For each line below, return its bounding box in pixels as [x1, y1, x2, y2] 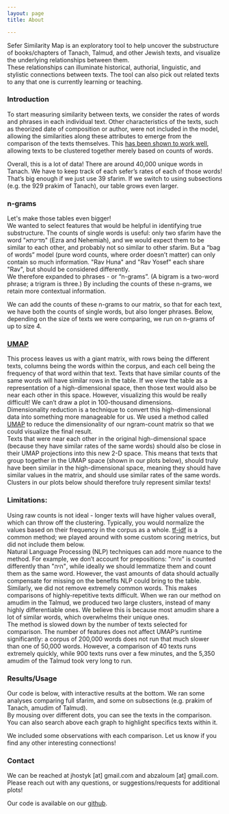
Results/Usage [7, 674, 57, 683]
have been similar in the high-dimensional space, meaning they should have [7, 463, 221, 472]
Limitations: [7, 496, 48, 505]
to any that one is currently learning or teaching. [7, 77, 143, 86]
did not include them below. [7, 540, 85, 548]
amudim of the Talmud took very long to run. [7, 657, 133, 665]
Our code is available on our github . [7, 799, 108, 808]
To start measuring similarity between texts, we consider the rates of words [7, 110, 220, 118]
